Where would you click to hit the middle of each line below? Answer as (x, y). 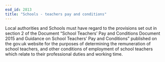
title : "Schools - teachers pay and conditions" (56, 14)
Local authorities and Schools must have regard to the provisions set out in (81, 28)
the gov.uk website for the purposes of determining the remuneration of (78, 43)
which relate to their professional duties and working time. (64, 54)
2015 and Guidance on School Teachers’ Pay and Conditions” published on (81, 38)
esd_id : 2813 (18, 10)
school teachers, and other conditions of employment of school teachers (79, 49)
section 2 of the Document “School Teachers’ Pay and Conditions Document (83, 33)
